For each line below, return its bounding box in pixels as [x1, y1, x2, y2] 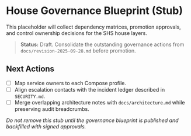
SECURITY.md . [14, 92, 46, 100]
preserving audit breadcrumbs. [14, 105, 89, 112]
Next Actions [6, 64, 54, 74]
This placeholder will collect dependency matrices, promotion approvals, [6, 23, 181, 30]
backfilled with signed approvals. [6, 123, 86, 130]
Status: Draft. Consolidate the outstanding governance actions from [20, 41, 185, 48]
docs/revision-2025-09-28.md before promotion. [20, 47, 136, 54]
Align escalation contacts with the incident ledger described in [14, 86, 165, 93]
